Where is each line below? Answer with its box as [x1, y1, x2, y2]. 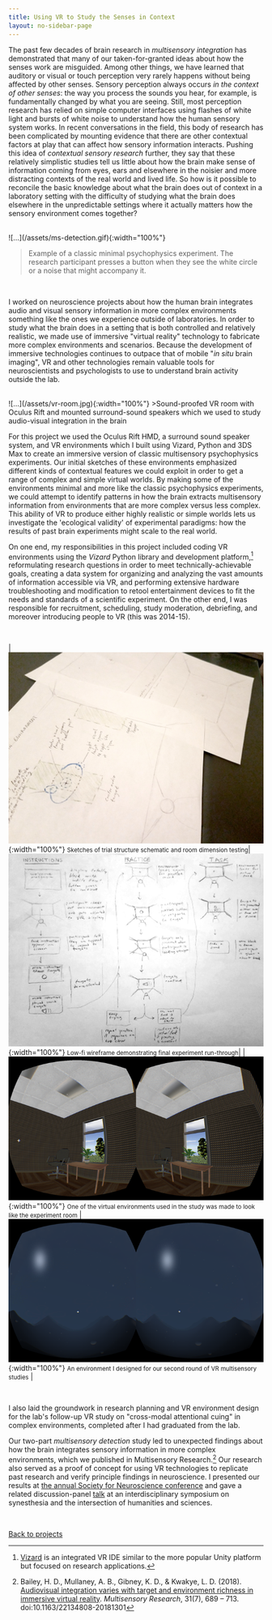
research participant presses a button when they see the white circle [28, 257, 257, 266]
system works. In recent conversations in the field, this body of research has [8, 122, 264, 132]
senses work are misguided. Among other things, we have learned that [8, 62, 244, 72]
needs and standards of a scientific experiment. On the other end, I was [8, 595, 248, 605]
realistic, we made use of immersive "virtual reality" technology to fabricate [8, 331, 261, 341]
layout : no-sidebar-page [8, 21, 92, 30]
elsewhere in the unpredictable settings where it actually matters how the [8, 199, 253, 210]
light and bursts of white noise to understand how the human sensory [8, 113, 240, 123]
